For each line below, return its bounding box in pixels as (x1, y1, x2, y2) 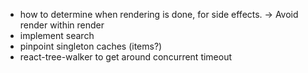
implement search (19, 30, 95, 41)
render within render (19, 19, 105, 31)
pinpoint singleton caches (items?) (19, 40, 163, 52)
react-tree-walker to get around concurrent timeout (19, 51, 233, 63)
